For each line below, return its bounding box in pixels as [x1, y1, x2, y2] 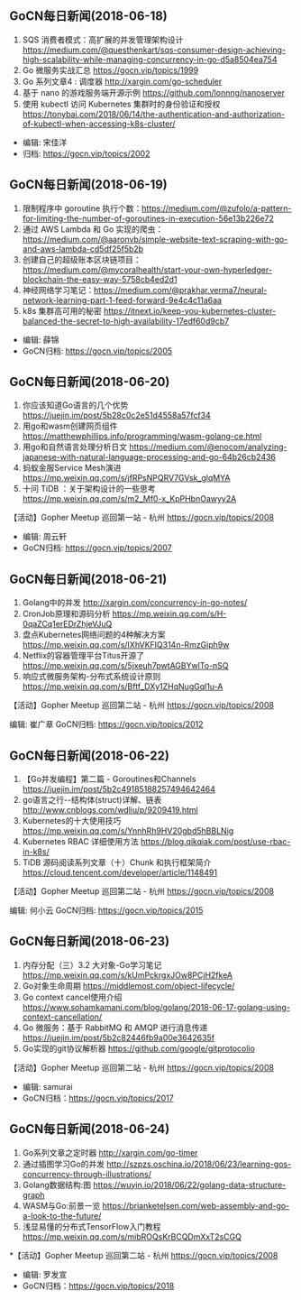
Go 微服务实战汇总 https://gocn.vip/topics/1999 [22, 64, 199, 75]
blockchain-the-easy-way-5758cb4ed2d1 [22, 273, 178, 284]
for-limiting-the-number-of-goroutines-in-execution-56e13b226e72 [22, 213, 275, 224]
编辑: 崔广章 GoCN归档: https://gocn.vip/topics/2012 [9, 719, 205, 730]
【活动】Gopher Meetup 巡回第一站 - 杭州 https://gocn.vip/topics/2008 [9, 512, 275, 523]
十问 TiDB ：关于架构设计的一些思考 [22, 484, 156, 494]
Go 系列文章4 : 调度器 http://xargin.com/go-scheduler [22, 76, 223, 87]
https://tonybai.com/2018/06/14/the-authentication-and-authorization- [22, 108, 286, 119]
